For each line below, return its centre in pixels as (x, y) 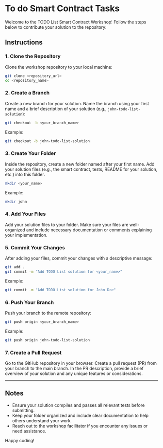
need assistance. (29, 431)
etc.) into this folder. (25, 174)
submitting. (23, 410)
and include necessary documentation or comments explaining (89, 230)
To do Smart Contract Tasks (62, 9)
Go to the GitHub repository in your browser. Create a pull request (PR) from (81, 363)
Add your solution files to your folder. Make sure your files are (67, 224)
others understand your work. (42, 420)
